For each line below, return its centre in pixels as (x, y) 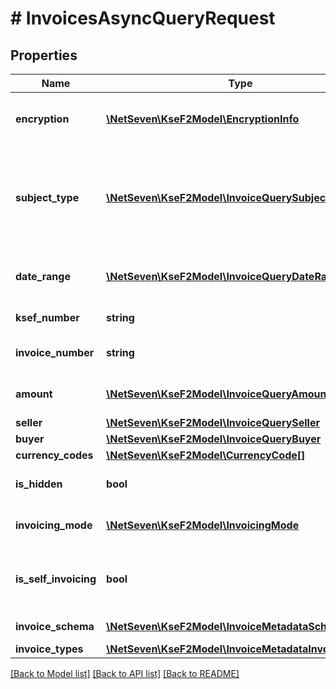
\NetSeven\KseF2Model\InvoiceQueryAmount (218, 394)
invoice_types (49, 649)
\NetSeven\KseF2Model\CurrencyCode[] (206, 455)
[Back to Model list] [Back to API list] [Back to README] (125, 673)
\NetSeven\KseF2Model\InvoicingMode (203, 525)
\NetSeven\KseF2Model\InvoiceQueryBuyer (214, 439)
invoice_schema (55, 626)
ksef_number (47, 317)
